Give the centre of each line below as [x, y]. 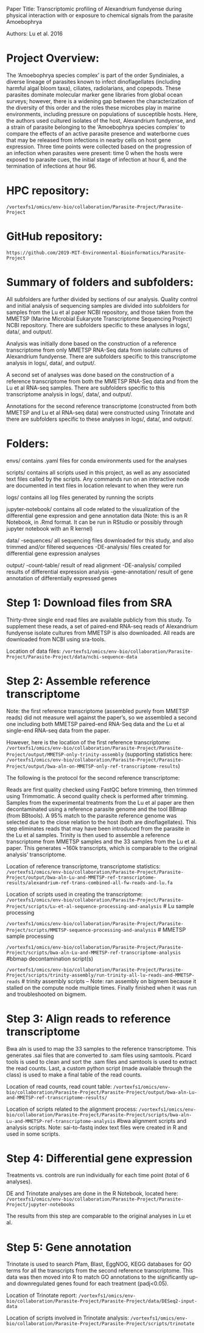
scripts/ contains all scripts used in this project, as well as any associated [98, 472]
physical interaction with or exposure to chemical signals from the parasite [100, 15]
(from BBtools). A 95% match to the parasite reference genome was [92, 815]
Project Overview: [53, 58]
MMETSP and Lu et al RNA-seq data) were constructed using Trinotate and [100, 412]
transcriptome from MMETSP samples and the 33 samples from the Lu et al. [102, 841]
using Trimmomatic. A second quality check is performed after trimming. [97, 796]
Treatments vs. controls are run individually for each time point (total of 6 [98, 1175]
